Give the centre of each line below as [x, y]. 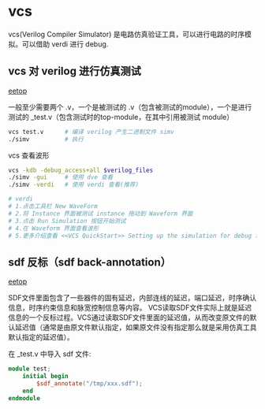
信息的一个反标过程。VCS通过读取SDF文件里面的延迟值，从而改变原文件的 [129, 318]
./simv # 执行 [46, 139]
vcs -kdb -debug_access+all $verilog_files [81, 170]
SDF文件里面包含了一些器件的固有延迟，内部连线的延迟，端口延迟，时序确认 [132, 298]
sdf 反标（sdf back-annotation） [90, 262]
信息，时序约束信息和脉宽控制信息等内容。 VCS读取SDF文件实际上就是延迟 [130, 308]
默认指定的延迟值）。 [41, 337]
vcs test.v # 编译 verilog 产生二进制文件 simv [91, 132]
